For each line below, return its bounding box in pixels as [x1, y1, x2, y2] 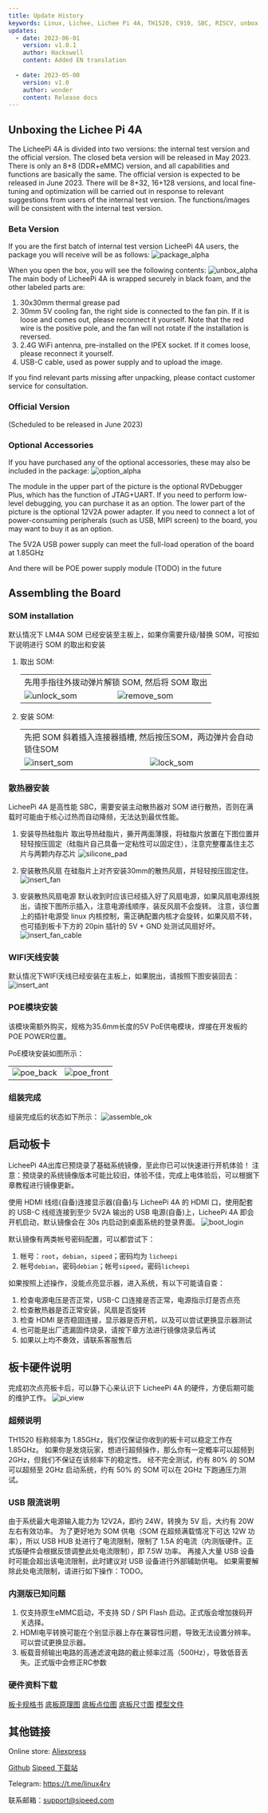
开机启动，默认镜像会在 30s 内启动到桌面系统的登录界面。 [8, 1217, 199, 1227]
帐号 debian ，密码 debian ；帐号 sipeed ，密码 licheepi [19, 1261, 190, 1271]
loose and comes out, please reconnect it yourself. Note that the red [19, 315, 245, 324]
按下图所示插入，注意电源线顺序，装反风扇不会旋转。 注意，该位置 [41, 901, 260, 910]
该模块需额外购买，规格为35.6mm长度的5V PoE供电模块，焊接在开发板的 [8, 1022, 248, 1031]
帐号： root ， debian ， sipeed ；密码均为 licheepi [19, 1251, 178, 1260]
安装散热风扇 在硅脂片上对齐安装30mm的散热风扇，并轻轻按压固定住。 [19, 866, 253, 875]
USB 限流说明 [8, 1497, 60, 1508]
